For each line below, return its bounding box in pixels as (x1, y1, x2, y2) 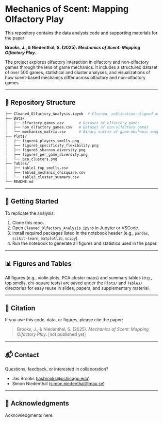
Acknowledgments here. (5, 412, 54, 418)
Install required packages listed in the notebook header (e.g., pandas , (12, 230, 149, 236)
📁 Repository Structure (5, 98, 76, 107)
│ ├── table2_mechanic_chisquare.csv (5, 170, 86, 175)
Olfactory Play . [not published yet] (16, 331, 86, 337)
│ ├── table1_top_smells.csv (5, 166, 68, 171)
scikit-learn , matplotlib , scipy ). (12, 235, 79, 241)
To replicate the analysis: (5, 210, 55, 216)
